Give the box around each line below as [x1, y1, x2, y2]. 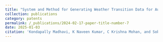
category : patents [5, 16, 42, 21]
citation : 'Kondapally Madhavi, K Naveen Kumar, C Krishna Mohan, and [5, 29, 151, 34]
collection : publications [5, 12, 57, 16]
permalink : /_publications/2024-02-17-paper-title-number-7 [5, 20, 130, 26]
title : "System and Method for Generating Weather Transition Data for [5, 7, 153, 12]
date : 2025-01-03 [5, 25, 40, 30]
